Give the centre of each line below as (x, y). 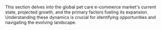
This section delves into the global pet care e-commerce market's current (81, 7)
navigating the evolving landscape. (41, 22)
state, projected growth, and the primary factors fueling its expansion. (77, 12)
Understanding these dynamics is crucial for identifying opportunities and (80, 17)
